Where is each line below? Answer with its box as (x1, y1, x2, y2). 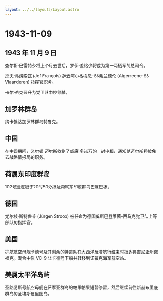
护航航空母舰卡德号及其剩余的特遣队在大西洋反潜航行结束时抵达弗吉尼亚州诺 (5, 249, 158, 255)
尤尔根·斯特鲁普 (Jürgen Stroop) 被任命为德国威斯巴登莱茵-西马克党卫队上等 (5, 213, 157, 219)
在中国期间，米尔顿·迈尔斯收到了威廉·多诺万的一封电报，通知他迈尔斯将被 (5, 148, 152, 154)
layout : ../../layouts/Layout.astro (5, 7, 79, 12)
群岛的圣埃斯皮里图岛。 (5, 290, 52, 296)
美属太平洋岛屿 (5, 271, 50, 279)
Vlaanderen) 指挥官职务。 (5, 79, 57, 85)
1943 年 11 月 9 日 (5, 49, 57, 57)
